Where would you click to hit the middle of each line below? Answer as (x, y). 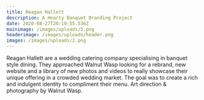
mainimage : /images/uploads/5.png (51, 29)
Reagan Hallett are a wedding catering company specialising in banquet (97, 58)
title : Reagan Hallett (35, 12)
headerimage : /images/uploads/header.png (60, 35)
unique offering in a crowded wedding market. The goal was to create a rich (102, 78)
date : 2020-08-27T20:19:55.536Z (47, 23)
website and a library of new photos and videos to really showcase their (97, 71)
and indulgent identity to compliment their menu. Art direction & (87, 84)
